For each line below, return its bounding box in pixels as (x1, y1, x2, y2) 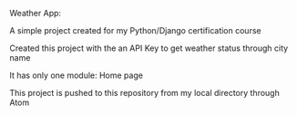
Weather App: (9, 8, 62, 18)
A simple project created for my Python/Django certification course (9, 25, 261, 35)
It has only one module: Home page (9, 70, 144, 81)
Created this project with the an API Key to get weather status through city (9, 43, 289, 53)
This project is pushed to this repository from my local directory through (9, 88, 280, 98)
